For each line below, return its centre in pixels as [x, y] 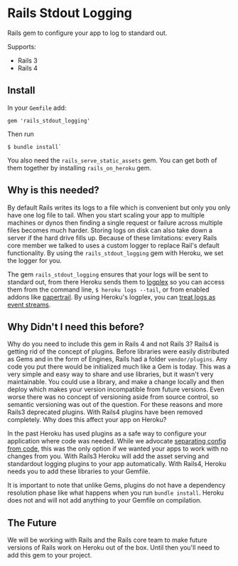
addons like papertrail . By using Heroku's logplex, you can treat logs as [112, 297]
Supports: [22, 46]
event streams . [29, 304]
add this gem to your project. [50, 555]
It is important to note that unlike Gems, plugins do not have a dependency [117, 485]
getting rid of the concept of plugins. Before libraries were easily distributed [118, 351]
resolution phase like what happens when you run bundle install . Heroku [116, 493]
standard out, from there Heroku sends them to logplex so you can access [116, 282]
